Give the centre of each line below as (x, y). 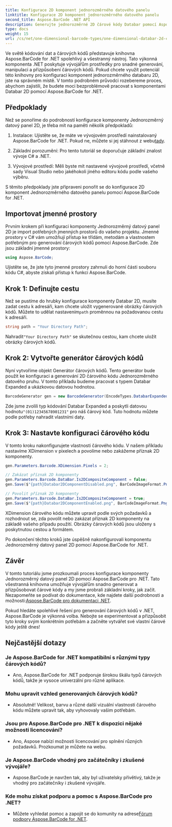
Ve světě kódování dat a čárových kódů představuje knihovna (70, 53)
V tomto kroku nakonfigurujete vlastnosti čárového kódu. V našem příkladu (84, 445)
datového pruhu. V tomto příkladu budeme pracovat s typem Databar (78, 381)
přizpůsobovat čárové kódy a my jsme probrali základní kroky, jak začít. (81, 590)
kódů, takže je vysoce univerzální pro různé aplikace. (69, 680)
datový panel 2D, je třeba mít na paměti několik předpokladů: (69, 125)
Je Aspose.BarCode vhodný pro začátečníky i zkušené (75, 760)
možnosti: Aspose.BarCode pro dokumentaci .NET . (58, 600)
